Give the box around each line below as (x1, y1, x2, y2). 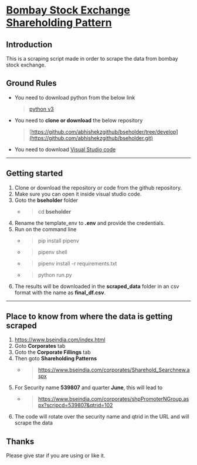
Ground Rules (6, 78, 57, 88)
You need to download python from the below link (14, 94, 135, 101)
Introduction (6, 39, 53, 49)
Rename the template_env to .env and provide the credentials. (14, 219, 165, 227)
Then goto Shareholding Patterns (14, 355, 97, 362)
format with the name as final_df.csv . (14, 289, 106, 296)
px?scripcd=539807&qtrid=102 (38, 401, 113, 409)
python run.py (38, 271, 72, 278)
